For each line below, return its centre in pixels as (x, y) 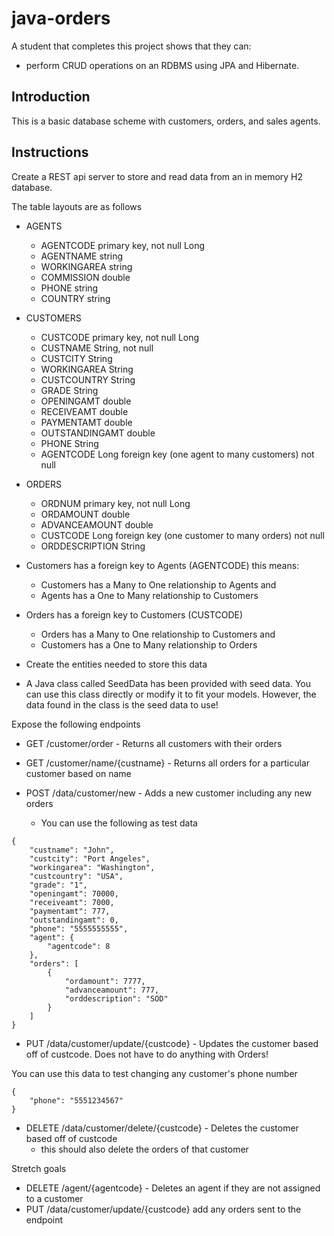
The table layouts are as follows (77, 206)
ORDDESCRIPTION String (93, 546)
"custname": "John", (72, 850)
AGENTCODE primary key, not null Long (123, 245)
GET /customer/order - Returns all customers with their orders (154, 743)
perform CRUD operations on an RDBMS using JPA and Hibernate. (162, 65)
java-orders (61, 18)
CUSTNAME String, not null (97, 348)
